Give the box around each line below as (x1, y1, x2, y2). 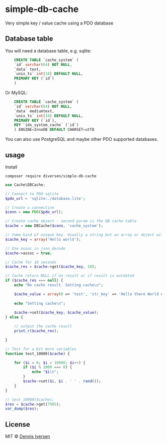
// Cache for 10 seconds (5, 260, 57, 265)
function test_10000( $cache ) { (5, 351, 70, 356)
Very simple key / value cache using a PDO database (5, 20, 113, 26)
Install (5, 164, 17, 170)
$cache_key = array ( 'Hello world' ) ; (5, 237, 81, 242)
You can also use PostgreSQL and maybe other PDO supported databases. (5, 136, 159, 142)
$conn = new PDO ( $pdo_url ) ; (5, 210, 64, 215)
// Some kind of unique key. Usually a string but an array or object (5, 232, 155, 238)
